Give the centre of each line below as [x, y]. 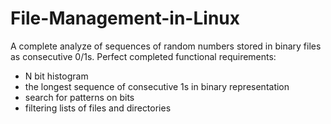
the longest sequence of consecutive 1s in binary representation [157, 86]
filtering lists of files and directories [98, 108]
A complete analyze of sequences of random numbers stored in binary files [166, 46]
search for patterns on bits [79, 97]
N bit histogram [56, 76]
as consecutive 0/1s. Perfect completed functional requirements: [143, 56]
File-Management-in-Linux [125, 18]
